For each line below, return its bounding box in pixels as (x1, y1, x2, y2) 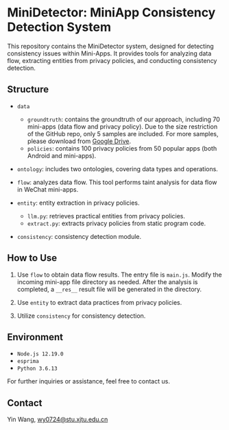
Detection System (7, 19, 112, 35)
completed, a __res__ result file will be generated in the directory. (16, 285, 202, 293)
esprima (16, 358, 39, 365)
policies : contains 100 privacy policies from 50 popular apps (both (27, 144, 217, 152)
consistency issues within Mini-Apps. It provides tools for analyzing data (7, 49, 212, 58)
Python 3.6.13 (16, 365, 58, 372)
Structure (7, 84, 49, 95)
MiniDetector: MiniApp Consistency (7, 5, 216, 21)
